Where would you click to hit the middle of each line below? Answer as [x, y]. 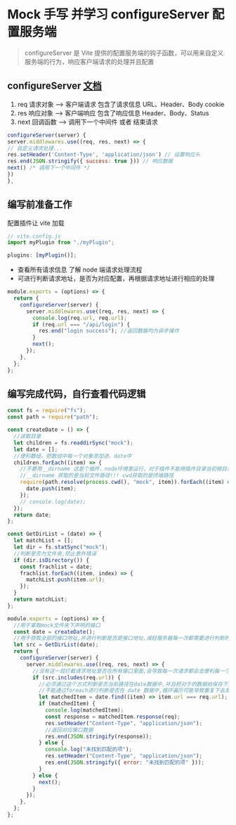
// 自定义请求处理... [35, 148]
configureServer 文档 [54, 86]
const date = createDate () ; [55, 632]
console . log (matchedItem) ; [84, 710]
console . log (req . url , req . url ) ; [80, 318]
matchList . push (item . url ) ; [65, 580]
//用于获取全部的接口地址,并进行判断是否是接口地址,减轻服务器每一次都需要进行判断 [119, 638]
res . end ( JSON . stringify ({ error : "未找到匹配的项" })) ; [125, 762]
